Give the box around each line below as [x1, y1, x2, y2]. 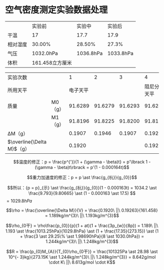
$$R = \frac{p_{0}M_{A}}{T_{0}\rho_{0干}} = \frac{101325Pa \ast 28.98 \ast [6, 249, 158, 254]
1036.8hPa [76, 50, 103, 57]
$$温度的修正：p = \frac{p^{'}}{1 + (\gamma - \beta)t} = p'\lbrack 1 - [13, 159, 151, 165]
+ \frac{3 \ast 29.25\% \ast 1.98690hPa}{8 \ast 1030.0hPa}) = [20, 233, 144, 239]
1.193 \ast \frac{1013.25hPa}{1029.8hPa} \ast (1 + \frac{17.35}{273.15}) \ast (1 [5, 228, 159, 234]
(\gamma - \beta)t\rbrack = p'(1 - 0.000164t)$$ [35, 164, 129, 170]
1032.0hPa [32, 50, 58, 57]
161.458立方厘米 [32, 59, 72, 66]
